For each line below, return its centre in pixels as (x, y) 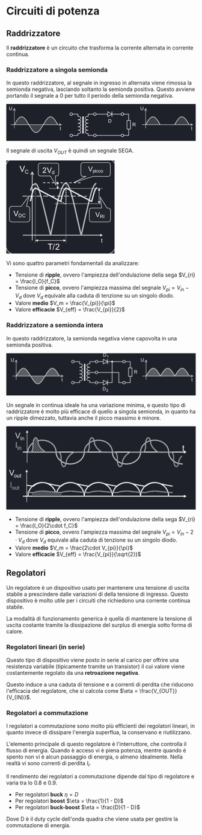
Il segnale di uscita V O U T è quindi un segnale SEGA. (70, 151)
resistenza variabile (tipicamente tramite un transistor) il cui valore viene (96, 666)
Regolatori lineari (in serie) (46, 647)
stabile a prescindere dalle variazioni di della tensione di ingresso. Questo (97, 594)
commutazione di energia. (38, 825)
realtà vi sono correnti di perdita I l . (49, 764)
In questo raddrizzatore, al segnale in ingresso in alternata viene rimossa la (99, 83)
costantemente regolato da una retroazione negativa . (73, 672)
